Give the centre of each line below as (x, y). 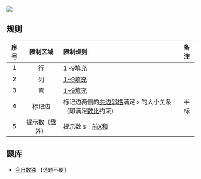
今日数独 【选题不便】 (42, 169)
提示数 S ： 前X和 (86, 126)
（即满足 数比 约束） (90, 111)
